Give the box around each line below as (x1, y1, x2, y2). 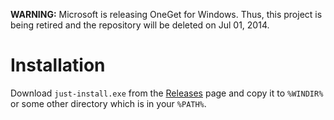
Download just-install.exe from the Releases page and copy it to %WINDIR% (10, 87, 324, 99)
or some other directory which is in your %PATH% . (10, 97, 207, 109)
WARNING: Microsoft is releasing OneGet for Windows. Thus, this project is (10, 9, 323, 20)
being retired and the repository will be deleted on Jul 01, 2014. (10, 19, 270, 31)
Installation (10, 54, 106, 77)
